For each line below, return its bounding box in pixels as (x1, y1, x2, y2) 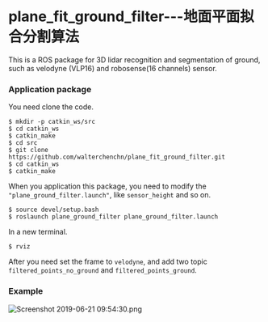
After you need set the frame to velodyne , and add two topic (8, 256, 207, 267)
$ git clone (8, 146, 48, 155)
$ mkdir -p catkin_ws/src (8, 118, 95, 126)
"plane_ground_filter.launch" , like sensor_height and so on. (8, 190, 211, 200)
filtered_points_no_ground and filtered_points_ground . (8, 265, 198, 275)
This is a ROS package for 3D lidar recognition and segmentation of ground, (8, 54, 261, 65)
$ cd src (8, 139, 38, 147)
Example (8, 286, 44, 297)
